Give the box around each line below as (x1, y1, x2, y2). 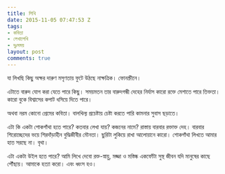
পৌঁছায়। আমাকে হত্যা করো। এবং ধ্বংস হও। (7, 160, 97, 168)
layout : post (7, 49, 45, 56)
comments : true (7, 55, 51, 62)
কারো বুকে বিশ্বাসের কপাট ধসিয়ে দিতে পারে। (7, 95, 93, 103)
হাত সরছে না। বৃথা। (7, 138, 49, 146)
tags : (7, 23, 23, 30)
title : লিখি (7, 10, 36, 17)
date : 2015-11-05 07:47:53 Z (7, 17, 91, 23)
